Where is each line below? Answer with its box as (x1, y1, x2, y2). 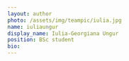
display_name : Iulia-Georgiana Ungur (7, 29, 119, 37)
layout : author (7, 10, 52, 18)
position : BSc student (7, 36, 74, 43)
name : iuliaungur (7, 23, 59, 30)
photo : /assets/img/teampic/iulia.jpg (7, 17, 122, 24)
